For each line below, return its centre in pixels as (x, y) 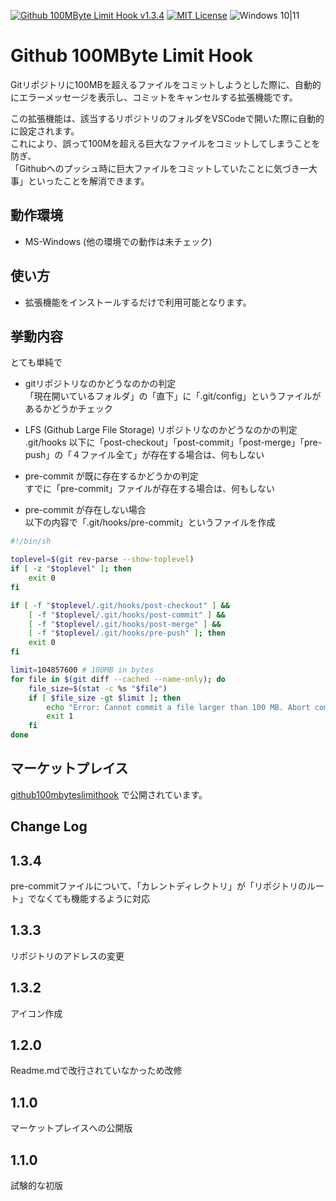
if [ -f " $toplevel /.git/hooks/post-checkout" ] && (120, 605)
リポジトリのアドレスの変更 (67, 956)
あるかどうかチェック (68, 409)
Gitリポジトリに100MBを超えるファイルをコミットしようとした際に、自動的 (166, 84)
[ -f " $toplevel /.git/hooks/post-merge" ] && (125, 624)
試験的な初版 (36, 1186)
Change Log (49, 826)
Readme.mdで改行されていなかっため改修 (96, 1071)
